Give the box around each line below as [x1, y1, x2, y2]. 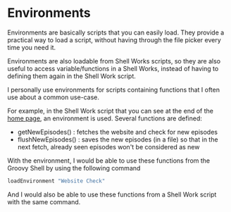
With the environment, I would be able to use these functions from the [7, 156, 211, 165]
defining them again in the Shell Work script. [7, 72, 136, 80]
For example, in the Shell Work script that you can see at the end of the [7, 106, 213, 115]
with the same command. [7, 197, 81, 206]
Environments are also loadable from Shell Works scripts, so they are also [7, 56, 220, 65]
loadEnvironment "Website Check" [7, 177, 106, 185]
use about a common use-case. [7, 93, 100, 101]
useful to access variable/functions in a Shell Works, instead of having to [7, 64, 219, 73]
